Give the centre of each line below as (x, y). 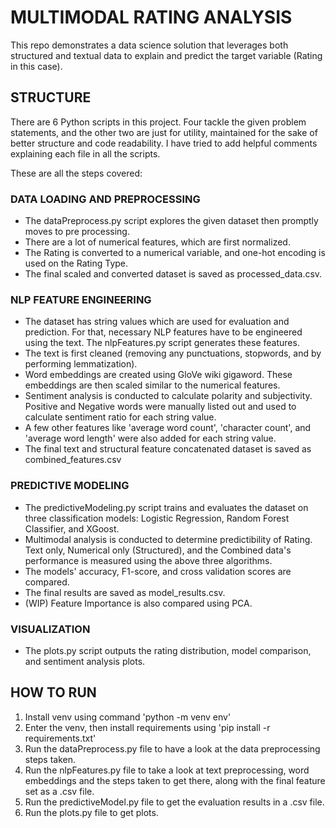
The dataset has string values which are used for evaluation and (157, 322)
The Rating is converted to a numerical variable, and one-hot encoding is (175, 253)
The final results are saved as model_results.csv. (125, 592)
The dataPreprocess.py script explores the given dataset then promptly (171, 221)
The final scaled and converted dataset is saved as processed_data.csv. (173, 274)
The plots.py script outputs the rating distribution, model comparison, (168, 650)
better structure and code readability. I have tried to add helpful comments (164, 143)
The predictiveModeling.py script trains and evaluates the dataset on (166, 507)
